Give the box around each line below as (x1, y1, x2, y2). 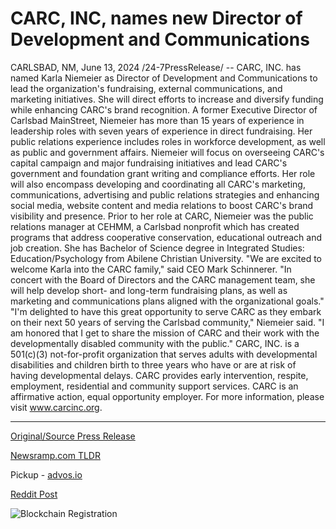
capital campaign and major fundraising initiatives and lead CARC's (10, 157, 288, 169)
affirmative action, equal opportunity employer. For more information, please (10, 390, 325, 402)
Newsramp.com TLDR (10, 449, 101, 461)
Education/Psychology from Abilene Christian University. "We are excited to (10, 252, 322, 264)
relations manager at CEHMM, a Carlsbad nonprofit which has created (10, 220, 300, 232)
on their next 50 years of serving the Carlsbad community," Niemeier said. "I (10, 316, 325, 328)
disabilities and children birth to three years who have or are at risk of (10, 358, 297, 371)
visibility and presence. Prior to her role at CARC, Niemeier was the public (10, 210, 314, 222)
